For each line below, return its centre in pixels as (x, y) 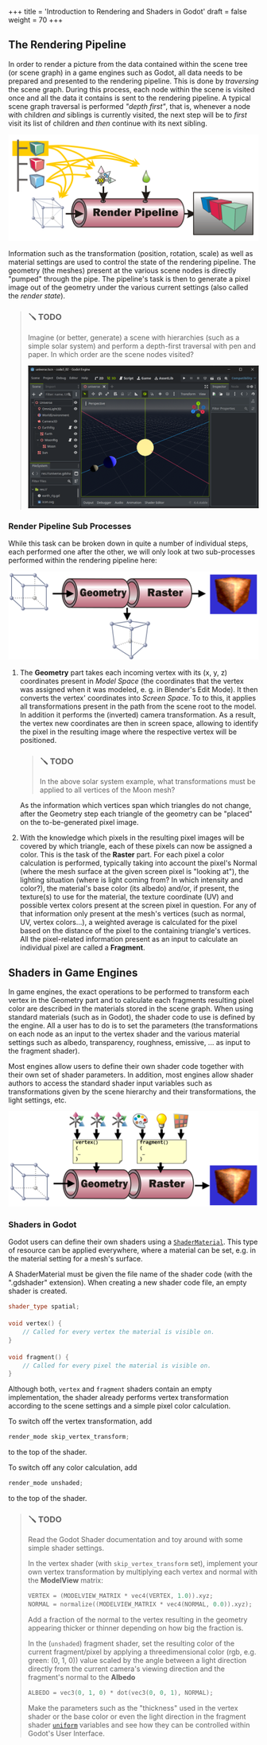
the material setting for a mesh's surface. (75, 1259)
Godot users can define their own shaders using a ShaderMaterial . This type (133, 1242)
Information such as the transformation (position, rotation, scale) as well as (131, 254)
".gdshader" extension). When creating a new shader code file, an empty (128, 1283)
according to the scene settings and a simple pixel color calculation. (120, 1406)
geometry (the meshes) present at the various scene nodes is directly (122, 270)
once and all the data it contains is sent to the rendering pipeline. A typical (130, 98)
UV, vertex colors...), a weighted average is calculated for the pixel (128, 923)
